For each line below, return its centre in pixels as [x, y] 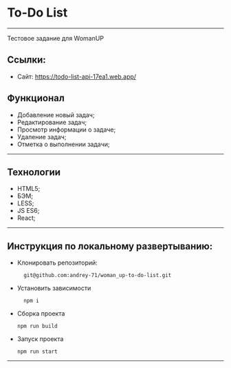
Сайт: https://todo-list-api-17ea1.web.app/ [76, 76]
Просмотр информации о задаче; [66, 130]
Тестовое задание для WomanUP [56, 38]
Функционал [36, 98]
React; [26, 218]
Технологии [34, 172]
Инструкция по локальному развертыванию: [110, 246]
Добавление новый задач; [56, 114]
